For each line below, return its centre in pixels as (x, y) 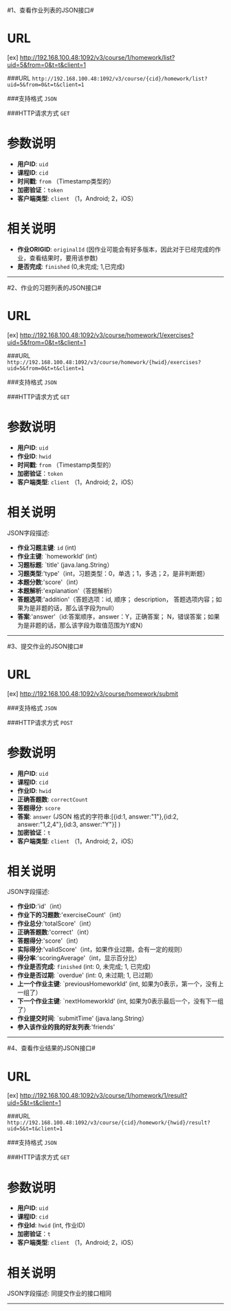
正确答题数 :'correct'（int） (55, 932)
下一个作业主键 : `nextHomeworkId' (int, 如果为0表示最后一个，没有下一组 (120, 1001)
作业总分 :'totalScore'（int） (56, 923)
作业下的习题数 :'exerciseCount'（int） (71, 915)
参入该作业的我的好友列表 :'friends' (66, 1027)
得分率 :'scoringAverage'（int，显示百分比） (79, 958)
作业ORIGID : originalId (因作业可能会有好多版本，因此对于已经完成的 (116, 249)
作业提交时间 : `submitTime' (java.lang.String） (82, 1019)
